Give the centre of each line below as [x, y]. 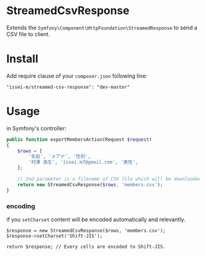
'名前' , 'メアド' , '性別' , [59, 157]
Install [22, 59]
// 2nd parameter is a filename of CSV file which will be [94, 179]
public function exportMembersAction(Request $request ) [79, 139]
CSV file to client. [28, 34]
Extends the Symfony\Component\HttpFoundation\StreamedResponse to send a [102, 28]
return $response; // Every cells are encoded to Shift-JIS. [86, 247]
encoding [21, 206]
